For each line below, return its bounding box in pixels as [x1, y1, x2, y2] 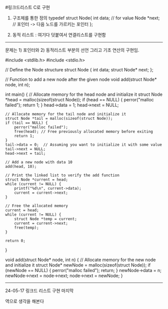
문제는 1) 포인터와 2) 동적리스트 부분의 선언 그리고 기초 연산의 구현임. [5, 47, 139, 53]
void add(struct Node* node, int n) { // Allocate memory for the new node [5, 257, 156, 263]
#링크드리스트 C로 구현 [5, 4, 50, 10]
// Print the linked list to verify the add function [5, 173, 120, 178]
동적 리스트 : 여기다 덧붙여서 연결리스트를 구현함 [12, 32, 106, 37]
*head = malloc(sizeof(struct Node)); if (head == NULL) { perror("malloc [5, 97, 154, 102]
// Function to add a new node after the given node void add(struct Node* [5, 76, 157, 82]
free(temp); [14, 225, 39, 230]
